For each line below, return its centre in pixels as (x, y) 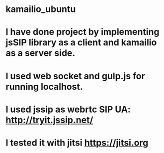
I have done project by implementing (82, 32)
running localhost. (44, 86)
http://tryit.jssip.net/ (49, 120)
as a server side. (41, 53)
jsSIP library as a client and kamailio (81, 43)
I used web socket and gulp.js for (76, 76)
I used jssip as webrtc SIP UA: (68, 109)
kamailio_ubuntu (41, 9)
